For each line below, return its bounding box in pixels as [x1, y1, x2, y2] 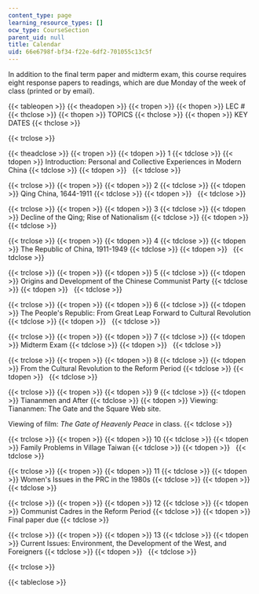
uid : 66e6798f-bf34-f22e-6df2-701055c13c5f [8, 48, 153, 56]
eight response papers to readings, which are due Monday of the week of [8, 78, 246, 87]
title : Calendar [8, 41, 61, 49]
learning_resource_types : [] [8, 19, 104, 27]
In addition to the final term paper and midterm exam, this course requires [8, 70, 247, 79]
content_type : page [8, 11, 72, 20]
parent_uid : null [8, 33, 65, 42]
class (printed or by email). [8, 86, 95, 95]
